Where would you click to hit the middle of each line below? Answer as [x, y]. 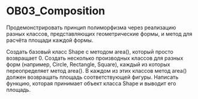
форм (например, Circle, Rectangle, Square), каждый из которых [88, 64]
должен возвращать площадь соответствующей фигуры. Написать [92, 77]
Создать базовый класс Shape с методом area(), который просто [90, 51]
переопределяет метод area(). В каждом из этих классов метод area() [97, 70]
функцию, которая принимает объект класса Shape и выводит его [91, 83]
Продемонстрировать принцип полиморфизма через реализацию [91, 27]
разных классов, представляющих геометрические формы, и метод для [99, 33]
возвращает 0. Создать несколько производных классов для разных [95, 58]
